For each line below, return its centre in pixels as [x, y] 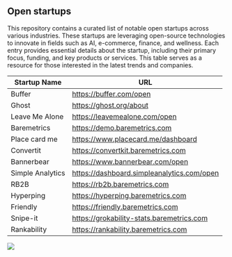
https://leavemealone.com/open [124, 116]
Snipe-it [24, 218]
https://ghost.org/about [110, 105]
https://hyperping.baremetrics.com [129, 195]
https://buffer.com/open [111, 94]
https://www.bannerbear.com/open [130, 161]
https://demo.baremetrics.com [122, 128]
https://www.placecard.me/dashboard [134, 139]
